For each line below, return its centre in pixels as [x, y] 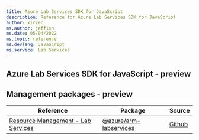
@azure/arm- [121, 121]
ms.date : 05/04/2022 [32, 34]
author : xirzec [25, 22]
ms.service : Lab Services [38, 50]
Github [179, 124]
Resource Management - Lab [50, 121]
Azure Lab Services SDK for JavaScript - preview [99, 74]
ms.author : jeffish [30, 28]
